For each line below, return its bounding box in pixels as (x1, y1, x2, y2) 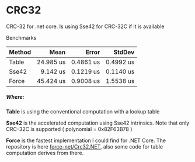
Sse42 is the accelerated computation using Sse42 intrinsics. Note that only (6, 119, 190, 126)
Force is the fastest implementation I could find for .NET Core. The (6, 137, 166, 144)
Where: (6, 93, 25, 100)
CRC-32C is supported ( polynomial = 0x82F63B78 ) (6, 125, 133, 132)
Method (9, 48, 32, 56)
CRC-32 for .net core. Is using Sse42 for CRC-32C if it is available (6, 23, 165, 30)
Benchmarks (6, 34, 37, 41)
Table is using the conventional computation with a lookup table (6, 108, 160, 115)
